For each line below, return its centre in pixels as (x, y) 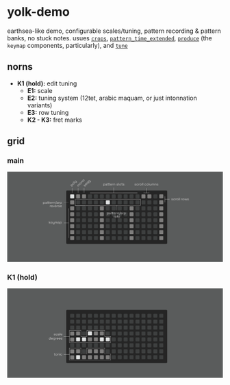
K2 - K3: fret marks (54, 120)
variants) (40, 105)
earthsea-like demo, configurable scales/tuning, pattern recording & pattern (114, 31)
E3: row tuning (48, 112)
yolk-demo (38, 12)
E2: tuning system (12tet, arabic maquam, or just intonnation (112, 98)
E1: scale (40, 90)
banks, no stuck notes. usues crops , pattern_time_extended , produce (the (110, 38)
